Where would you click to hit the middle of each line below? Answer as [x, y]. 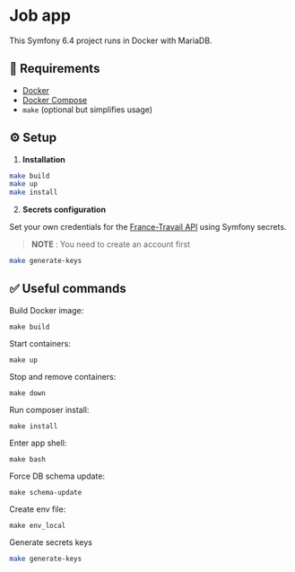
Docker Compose [55, 100]
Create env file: [38, 509]
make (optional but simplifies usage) [87, 110]
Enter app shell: [38, 443]
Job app [40, 16]
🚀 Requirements [55, 69]
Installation [43, 159]
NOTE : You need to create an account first [111, 244]
